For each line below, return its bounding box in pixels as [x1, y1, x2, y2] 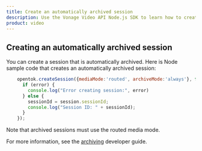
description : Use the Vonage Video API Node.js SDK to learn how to [6, 14, 182, 20]
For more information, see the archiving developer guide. [6, 138, 147, 145]
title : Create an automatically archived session [6, 8, 133, 15]
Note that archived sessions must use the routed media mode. [6, 126, 161, 134]
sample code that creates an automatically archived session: [6, 64, 156, 72]
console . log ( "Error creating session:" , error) [28, 87, 149, 93]
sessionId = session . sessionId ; [28, 99, 109, 105]
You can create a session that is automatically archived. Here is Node [6, 58, 178, 66]
